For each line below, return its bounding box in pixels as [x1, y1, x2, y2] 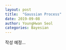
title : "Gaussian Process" [5, 12, 62, 17]
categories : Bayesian [5, 25, 49, 30]
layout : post [5, 7, 32, 12]
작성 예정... [5, 40, 26, 46]
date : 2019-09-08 [5, 16, 40, 21]
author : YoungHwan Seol [5, 21, 53, 26]
